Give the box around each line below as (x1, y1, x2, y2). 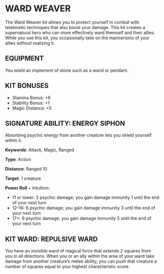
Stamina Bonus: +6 (12, 94, 51, 101)
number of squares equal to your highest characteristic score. (5, 264, 130, 270)
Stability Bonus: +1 (12, 100, 50, 106)
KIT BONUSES (5, 82, 49, 90)
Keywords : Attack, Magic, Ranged (5, 147, 74, 153)
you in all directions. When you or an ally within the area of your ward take (5, 253, 155, 259)
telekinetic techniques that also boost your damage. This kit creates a (5, 24, 145, 30)
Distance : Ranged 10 (5, 166, 47, 172)
